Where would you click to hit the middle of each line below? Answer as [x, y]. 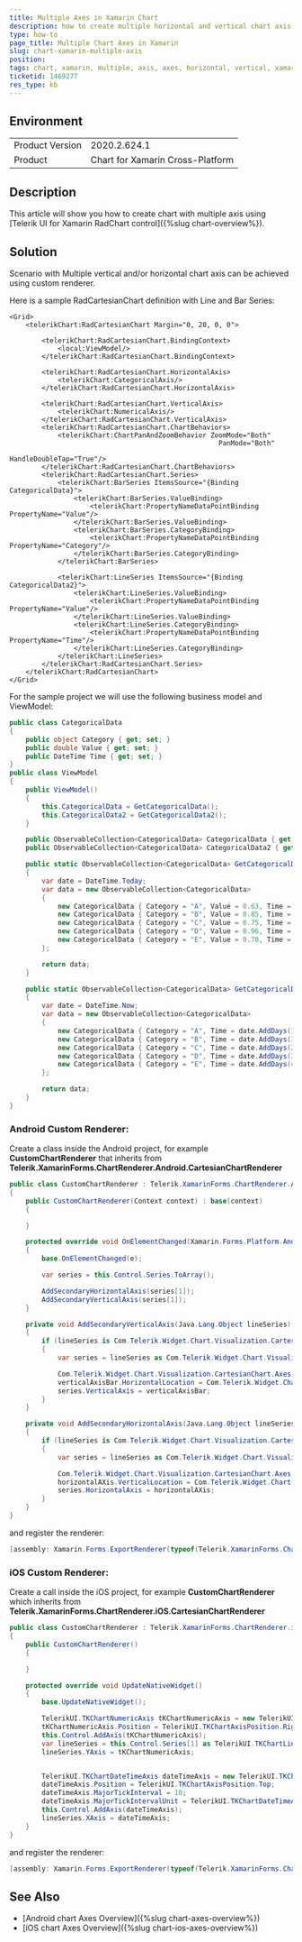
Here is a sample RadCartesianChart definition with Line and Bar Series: [142, 301]
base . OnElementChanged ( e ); [92, 1259]
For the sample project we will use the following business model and [136, 697]
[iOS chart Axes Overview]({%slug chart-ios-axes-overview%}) [140, 1928]
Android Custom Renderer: [69, 1129]
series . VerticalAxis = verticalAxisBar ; [134, 1391]
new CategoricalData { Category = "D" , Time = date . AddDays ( [174, 1056]
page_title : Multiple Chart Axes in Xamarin [94, 43]
